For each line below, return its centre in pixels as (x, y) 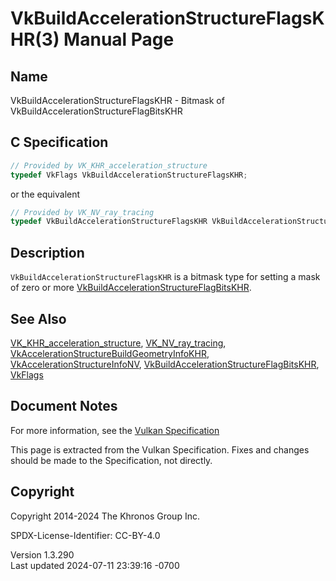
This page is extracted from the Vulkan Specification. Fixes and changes (160, 449)
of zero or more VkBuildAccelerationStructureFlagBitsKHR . (131, 288)
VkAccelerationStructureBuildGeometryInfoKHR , (110, 353)
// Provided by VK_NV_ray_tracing (82, 212)
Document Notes (64, 406)
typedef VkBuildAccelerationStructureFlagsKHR (109, 222)
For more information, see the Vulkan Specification (115, 430)
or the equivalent (45, 194)
